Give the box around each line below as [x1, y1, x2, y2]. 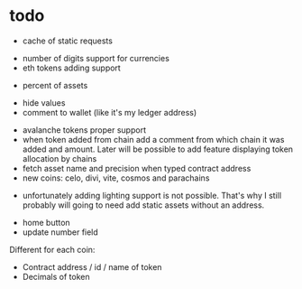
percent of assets [22, 79, 88, 90]
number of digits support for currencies [22, 52, 169, 63]
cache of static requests [22, 35, 113, 46]
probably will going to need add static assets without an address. [22, 200, 265, 210]
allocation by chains [22, 153, 97, 163]
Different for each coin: [9, 244, 96, 255]
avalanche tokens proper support [22, 124, 147, 135]
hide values [22, 97, 66, 108]
